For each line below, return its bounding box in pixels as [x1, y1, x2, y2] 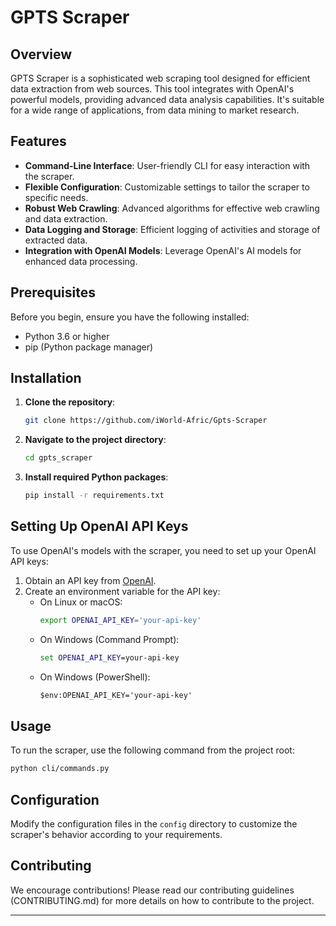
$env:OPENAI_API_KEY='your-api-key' [39, 690, 193, 700]
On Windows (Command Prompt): [39, 633, 180, 645]
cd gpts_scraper [24, 453, 93, 463]
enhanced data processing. [24, 255, 138, 267]
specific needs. [24, 191, 89, 203]
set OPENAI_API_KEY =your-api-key [39, 652, 180, 663]
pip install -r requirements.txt [24, 491, 165, 501]
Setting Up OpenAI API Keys [10, 518, 189, 535]
